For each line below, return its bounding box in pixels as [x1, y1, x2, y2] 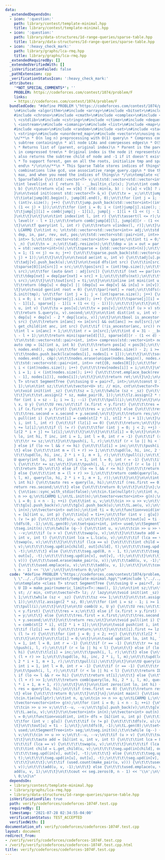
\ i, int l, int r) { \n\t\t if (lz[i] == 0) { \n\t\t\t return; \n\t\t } [14, 420, 157, 425]
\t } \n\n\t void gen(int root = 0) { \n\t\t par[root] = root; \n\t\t [14, 287, 151, 292]
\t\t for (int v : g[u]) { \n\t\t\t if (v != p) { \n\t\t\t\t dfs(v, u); [14, 719, 157, 724]
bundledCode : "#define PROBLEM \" [9, 104, 80, 109]
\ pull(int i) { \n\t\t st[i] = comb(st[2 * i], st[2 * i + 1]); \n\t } [14, 416, 157, 421]
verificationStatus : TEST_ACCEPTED [9, 815, 82, 820]
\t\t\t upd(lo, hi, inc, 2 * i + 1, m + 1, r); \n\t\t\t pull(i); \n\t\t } [14, 452, 162, 457]
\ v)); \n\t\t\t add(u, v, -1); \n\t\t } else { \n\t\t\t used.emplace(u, [14, 765, 157, 770]
